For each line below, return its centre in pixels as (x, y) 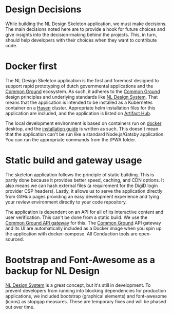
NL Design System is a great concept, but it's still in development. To (78, 285)
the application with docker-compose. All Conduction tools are (71, 234)
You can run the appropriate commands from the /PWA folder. (71, 139)
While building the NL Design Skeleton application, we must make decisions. (86, 24)
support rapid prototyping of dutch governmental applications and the (79, 86)
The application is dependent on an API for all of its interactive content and (84, 212)
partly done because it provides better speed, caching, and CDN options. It (85, 180)
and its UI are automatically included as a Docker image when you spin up (83, 228)
